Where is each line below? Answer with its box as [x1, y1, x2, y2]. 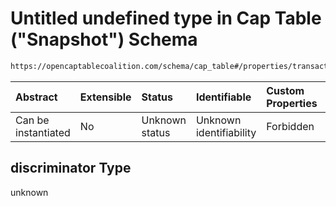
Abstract [15, 90, 58, 104]
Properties [266, 96, 318, 110]
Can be [15, 113, 50, 127]
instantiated [15, 125, 71, 139]
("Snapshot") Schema [10, 28, 198, 51]
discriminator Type [10, 160, 132, 177]
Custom [266, 83, 305, 97]
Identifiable [195, 90, 252, 104]
